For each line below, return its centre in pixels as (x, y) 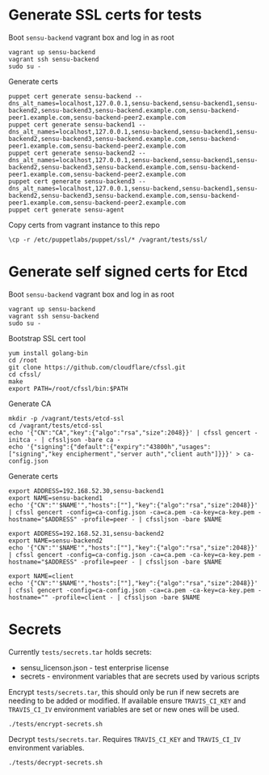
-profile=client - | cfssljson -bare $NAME (126, 597)
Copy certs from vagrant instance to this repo (84, 225)
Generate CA (30, 404)
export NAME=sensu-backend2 (56, 541)
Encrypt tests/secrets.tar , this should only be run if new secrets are (124, 692)
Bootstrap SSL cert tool (47, 338)
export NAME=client (41, 576)
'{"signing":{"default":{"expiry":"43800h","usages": (119, 447)
